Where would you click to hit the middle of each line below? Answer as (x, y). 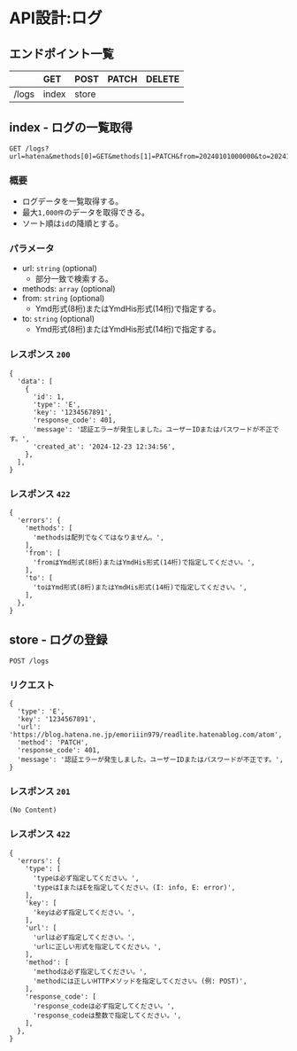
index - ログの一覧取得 (71, 128)
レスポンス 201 (40, 791)
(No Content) (33, 810)
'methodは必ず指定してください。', (90, 971)
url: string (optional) (59, 269)
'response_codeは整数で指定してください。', (107, 1016)
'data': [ (35, 381)
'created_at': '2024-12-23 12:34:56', (104, 447)
